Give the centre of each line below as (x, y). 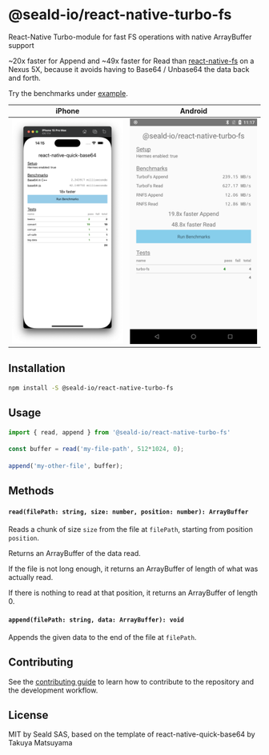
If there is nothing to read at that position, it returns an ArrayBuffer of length (133, 593)
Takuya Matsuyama (40, 743)
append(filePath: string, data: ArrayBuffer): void (96, 620)
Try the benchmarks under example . (68, 93)
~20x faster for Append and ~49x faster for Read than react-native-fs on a (131, 61)
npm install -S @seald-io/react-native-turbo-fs (91, 388)
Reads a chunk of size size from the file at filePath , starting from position (131, 529)
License (28, 715)
